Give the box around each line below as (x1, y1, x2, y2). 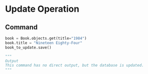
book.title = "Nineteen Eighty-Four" (5, 40, 83, 45)
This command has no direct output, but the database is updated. (5, 63, 144, 68)
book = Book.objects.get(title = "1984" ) (5, 36, 87, 41)
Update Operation (5, 3, 80, 15)
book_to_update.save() (5, 45, 52, 50)
